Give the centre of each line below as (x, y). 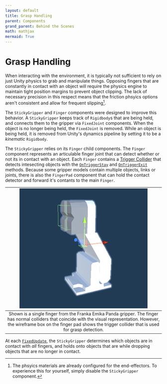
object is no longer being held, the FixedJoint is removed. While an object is (83, 128)
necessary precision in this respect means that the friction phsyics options (82, 96)
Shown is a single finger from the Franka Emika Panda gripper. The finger (83, 314)
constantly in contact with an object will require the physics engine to (76, 86)
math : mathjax (20, 32)
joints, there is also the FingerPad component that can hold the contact (78, 175)
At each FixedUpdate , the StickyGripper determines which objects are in (79, 341)
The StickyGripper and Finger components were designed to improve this (81, 112)
